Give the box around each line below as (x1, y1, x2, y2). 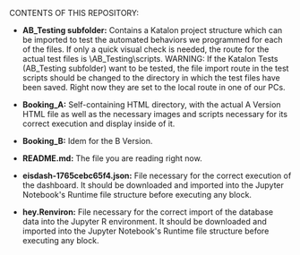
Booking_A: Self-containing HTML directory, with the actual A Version (21, 99, 281, 110)
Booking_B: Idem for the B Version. (21, 136, 153, 146)
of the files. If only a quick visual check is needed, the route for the (21, 44, 270, 55)
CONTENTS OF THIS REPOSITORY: (9, 8, 139, 18)
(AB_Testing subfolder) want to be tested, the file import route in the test (21, 63, 289, 73)
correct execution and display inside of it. (21, 118, 176, 129)
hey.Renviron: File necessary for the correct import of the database (21, 207, 274, 217)
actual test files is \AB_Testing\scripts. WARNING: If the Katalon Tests (21, 54, 279, 64)
